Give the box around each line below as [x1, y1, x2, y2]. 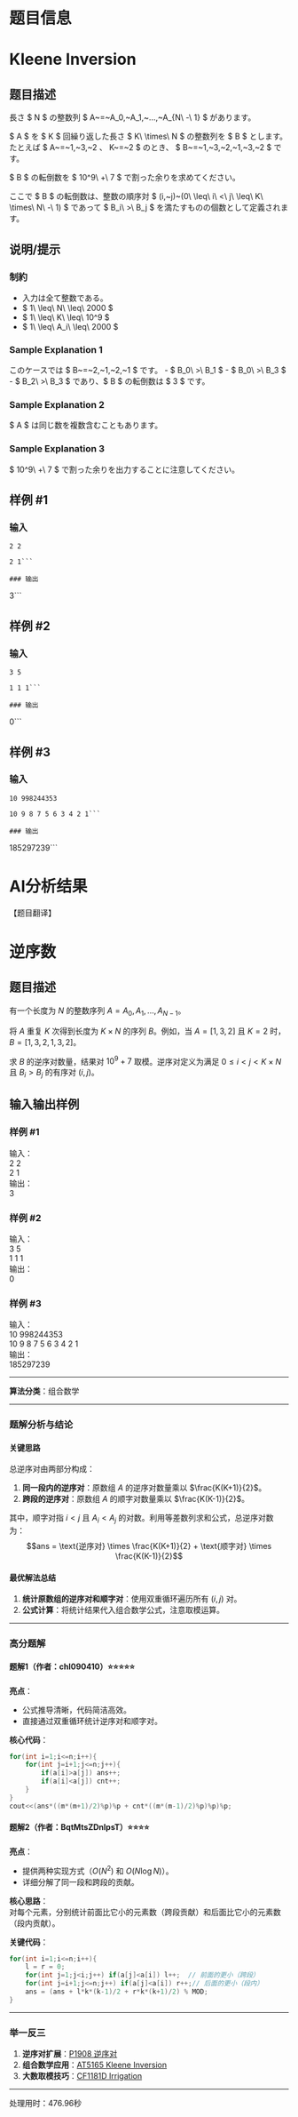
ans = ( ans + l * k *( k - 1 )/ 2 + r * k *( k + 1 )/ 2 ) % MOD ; [25, 1987, 208, 1996]
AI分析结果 [9, 876, 88, 897]
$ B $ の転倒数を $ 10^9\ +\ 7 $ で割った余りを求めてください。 [9, 172, 241, 183]
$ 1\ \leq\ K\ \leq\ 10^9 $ [21, 312, 110, 323]
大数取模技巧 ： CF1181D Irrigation [21, 2071, 143, 2081]
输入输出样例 [9, 1097, 80, 1112]
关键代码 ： [9, 1937, 49, 1947]
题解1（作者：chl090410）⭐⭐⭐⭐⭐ [9, 1661, 136, 1672]
